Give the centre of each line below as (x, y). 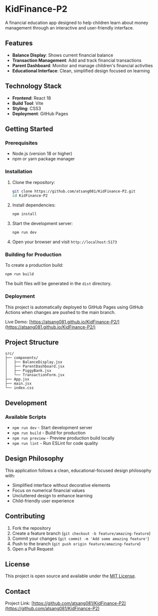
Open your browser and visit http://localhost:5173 (65, 242)
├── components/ (22, 358)
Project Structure (32, 342)
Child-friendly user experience (43, 501)
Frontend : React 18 (32, 98)
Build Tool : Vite (28, 103)
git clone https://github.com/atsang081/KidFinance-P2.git (74, 191)
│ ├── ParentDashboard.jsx (35, 366)
